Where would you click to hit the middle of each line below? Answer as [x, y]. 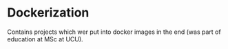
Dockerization [48, 13]
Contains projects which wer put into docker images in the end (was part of [114, 32]
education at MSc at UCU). [45, 39]
